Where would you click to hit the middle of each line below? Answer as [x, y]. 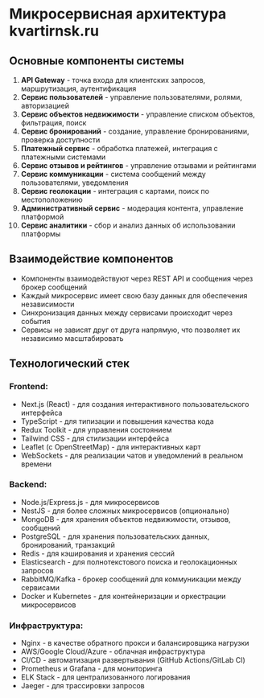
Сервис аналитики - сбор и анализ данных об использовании [128, 225]
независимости [47, 304]
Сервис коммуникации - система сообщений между [113, 174]
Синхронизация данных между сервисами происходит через [126, 312]
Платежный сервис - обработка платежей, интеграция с [119, 148]
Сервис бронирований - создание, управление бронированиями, [135, 131]
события [35, 321]
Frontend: [29, 387]
